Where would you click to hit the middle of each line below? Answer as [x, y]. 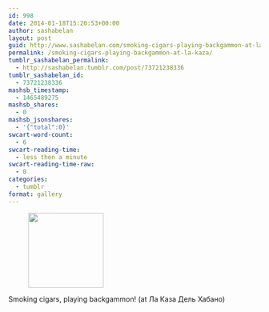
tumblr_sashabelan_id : [46, 75]
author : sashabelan [41, 30]
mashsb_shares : [34, 105]
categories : [28, 180]
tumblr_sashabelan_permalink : [59, 61]
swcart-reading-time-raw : [51, 165]
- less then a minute [52, 157]
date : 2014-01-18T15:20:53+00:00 [64, 23]
